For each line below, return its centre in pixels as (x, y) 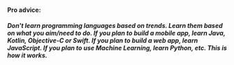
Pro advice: (24, 10)
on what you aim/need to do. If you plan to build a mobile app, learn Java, (116, 33)
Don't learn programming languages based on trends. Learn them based (115, 26)
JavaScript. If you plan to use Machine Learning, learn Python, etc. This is (117, 48)
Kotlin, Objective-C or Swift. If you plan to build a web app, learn (103, 41)
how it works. (27, 55)
